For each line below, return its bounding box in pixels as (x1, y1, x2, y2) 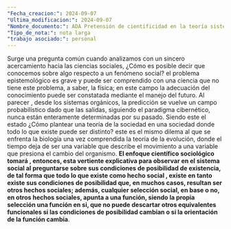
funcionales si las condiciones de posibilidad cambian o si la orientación (7, 208, 218, 217)
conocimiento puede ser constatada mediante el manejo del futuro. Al (7, 91, 205, 100)
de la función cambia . (7, 215, 70, 223)
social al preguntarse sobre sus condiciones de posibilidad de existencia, (7, 164, 221, 173)
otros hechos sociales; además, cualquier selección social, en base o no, (7, 186, 220, 195)
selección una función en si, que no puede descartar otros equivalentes (7, 201, 217, 209)
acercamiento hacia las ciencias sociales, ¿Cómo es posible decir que (7, 62, 206, 70)
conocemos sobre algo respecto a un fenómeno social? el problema (7, 69, 200, 78)
